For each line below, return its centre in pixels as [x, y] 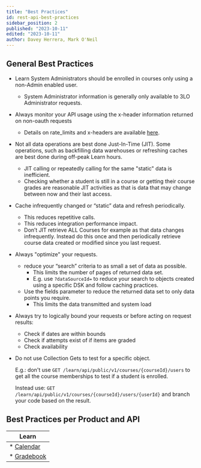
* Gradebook [28, 456]
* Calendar [25, 446]
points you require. [47, 298]
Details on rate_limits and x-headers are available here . [92, 132]
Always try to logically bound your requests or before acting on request [103, 316]
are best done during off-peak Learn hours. [69, 157]
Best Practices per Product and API [73, 420]
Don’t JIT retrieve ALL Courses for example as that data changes [104, 230]
